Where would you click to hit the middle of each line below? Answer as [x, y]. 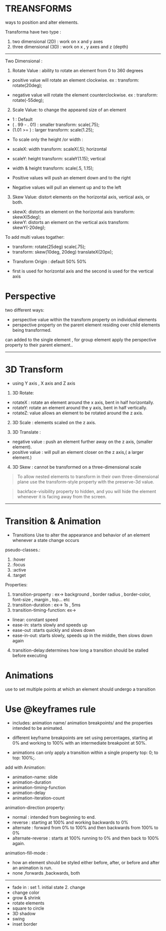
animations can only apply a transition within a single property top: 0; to [85, 753]
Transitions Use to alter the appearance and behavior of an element [81, 535]
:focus [19, 565]
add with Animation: [25, 767]
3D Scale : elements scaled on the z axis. [54, 422]
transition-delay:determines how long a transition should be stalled [80, 650]
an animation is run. [32, 868]
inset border [25, 924]
